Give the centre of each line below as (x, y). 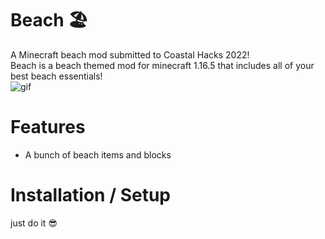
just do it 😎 (34, 223)
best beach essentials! (56, 76)
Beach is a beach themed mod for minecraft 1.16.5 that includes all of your (162, 65)
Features (48, 127)
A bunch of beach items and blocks (98, 154)
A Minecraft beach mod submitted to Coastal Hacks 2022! (130, 54)
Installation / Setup (90, 195)
